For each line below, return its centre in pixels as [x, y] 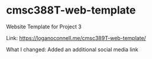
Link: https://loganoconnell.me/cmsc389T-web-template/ [76, 38]
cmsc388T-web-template [71, 10]
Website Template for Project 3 [44, 27]
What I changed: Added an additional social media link [72, 49]
